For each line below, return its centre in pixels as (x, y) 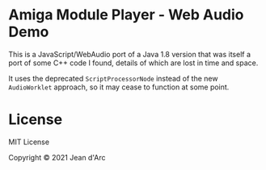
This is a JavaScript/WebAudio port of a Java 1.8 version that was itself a (130, 54)
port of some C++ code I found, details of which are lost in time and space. (133, 63)
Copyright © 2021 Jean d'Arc (57, 157)
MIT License (29, 142)
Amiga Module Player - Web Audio (126, 15)
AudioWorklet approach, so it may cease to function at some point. (119, 87)
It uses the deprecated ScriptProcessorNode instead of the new (113, 78)
